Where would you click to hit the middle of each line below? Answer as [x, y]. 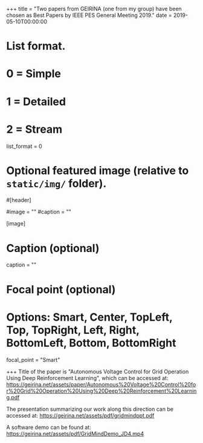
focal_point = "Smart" [33, 359]
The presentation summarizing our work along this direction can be [90, 409]
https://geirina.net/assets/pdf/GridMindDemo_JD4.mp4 [75, 433]
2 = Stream [34, 129]
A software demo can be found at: [49, 427]
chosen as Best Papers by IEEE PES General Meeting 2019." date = [89, 15]
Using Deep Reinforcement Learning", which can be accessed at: [87, 378]
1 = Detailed [36, 102]
